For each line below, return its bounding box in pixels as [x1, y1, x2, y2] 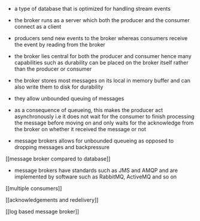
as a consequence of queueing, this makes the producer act [14, 107, 163, 113]
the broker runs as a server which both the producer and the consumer [14, 17, 190, 23]
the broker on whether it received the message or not [14, 126, 146, 132]
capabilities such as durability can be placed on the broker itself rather [14, 59, 189, 66]
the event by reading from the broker [14, 41, 105, 48]
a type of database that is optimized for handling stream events [14, 5, 171, 12]
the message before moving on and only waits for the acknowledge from [14, 119, 194, 126]
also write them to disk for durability [14, 83, 104, 90]
